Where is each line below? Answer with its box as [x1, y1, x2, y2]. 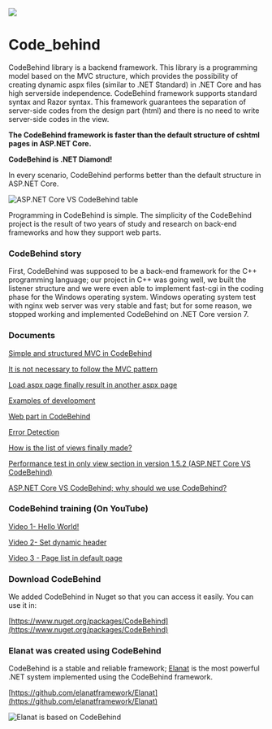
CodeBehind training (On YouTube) [8, 503, 149, 514]
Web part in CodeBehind [8, 411, 91, 421]
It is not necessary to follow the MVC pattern [8, 364, 158, 374]
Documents [8, 330, 55, 341]
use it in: [8, 601, 37, 610]
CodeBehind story [8, 248, 82, 259]
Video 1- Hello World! [8, 521, 80, 532]
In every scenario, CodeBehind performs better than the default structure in [8, 170, 261, 180]
